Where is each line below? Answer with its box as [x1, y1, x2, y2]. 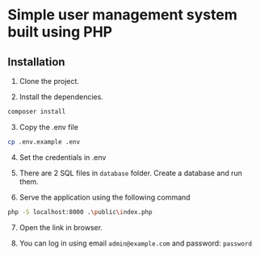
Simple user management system [7, 6, 237, 24]
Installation [7, 55, 65, 69]
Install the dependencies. [19, 92, 104, 102]
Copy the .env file [19, 122, 78, 132]
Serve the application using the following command [19, 192, 191, 202]
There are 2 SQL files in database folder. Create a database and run [19, 168, 243, 178]
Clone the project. [19, 77, 80, 86]
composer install [7, 107, 66, 115]
